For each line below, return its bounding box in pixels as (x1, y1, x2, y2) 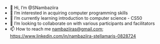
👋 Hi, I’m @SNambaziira (9, 5, 58, 10)
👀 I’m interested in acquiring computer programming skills (9, 10, 128, 16)
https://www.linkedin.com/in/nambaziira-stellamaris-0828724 (9, 33, 136, 39)
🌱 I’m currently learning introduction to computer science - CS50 (9, 15, 143, 21)
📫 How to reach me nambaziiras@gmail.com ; (9, 26, 104, 32)
